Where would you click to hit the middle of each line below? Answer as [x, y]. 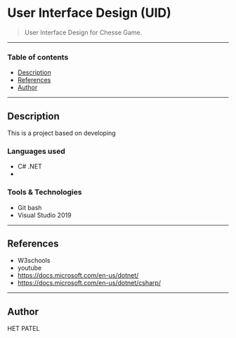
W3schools [34, 261]
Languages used [36, 151]
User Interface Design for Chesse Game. [83, 32]
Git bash [29, 207]
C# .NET [29, 167]
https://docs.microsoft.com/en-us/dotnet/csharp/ [89, 283]
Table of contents [38, 57]
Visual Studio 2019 [44, 215]
